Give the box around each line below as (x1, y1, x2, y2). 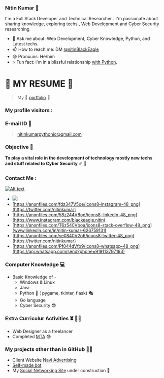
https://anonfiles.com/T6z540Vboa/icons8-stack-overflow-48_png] (14, 222, 152, 228)
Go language (19, 297, 46, 303)
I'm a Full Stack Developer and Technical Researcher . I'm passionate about (5, 16, 159, 22)
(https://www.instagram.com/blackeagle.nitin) (12, 217, 106, 223)
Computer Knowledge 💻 (5, 261, 66, 268)
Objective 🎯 (5, 144, 33, 151)
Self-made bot (12, 362, 42, 368)
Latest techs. (12, 41, 39, 47)
